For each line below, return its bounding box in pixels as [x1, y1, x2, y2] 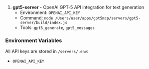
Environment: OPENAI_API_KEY [20, 9, 80, 15]
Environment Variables [5, 37, 62, 44]
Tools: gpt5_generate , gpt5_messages [20, 24, 95, 30]
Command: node [20, 15, 54, 20]
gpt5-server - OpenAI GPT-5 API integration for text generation [12, 4, 144, 10]
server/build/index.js [20, 20, 68, 25]
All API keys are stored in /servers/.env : [5, 48, 89, 54]
